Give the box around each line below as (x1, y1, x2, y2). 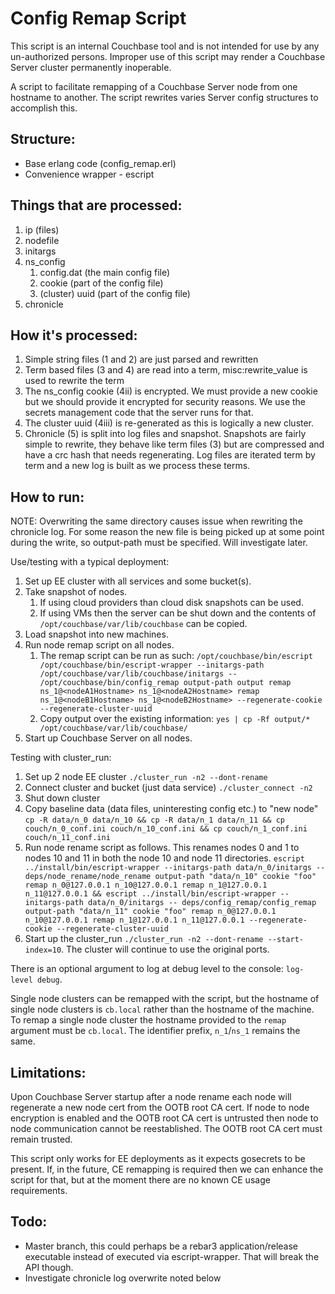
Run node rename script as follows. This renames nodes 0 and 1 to (24, 842, 300, 854)
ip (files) (24, 223, 60, 236)
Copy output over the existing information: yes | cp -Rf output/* (39, 713, 311, 725)
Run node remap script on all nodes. (24, 639, 175, 651)
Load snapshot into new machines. (24, 628, 169, 641)
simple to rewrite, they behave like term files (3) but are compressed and (24, 438, 325, 451)
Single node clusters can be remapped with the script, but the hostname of (10, 993, 320, 1005)
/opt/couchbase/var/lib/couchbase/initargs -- (39, 669, 238, 679)
